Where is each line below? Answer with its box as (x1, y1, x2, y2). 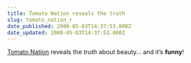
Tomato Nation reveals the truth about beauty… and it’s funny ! (7, 48, 185, 56)
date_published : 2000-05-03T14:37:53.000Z (7, 23, 131, 29)
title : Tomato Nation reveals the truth (7, 10, 126, 17)
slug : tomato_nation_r (7, 16, 73, 23)
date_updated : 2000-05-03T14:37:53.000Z (7, 29, 126, 36)
